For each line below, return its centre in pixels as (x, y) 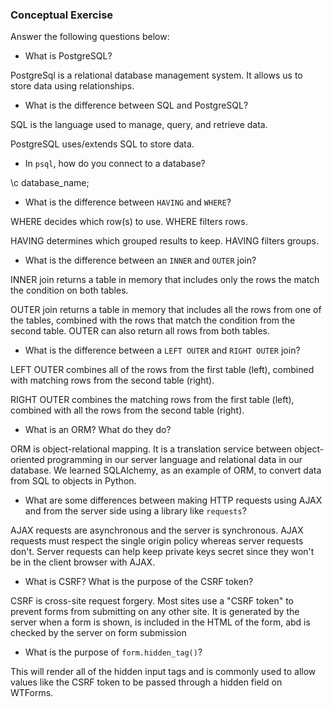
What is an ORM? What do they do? (98, 430)
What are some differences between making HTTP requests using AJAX (173, 500)
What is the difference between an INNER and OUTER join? (140, 260)
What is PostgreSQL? (68, 56)
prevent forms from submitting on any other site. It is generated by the (155, 612)
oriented (27, 460)
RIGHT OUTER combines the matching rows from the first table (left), (152, 400)
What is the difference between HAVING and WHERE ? (128, 202)
